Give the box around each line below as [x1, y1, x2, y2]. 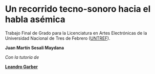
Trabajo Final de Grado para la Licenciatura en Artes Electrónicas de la [5, 30, 148, 36]
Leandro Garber [5, 64, 38, 70]
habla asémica [5, 14, 66, 25]
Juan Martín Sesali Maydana [5, 45, 65, 50]
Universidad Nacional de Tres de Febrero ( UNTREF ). [5, 35, 111, 41]
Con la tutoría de [5, 54, 39, 60]
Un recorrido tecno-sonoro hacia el [5, 3, 151, 15]
